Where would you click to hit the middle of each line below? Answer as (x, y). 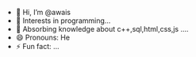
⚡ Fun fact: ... (37, 46)
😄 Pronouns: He (42, 37)
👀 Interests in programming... (63, 21)
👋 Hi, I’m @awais (43, 12)
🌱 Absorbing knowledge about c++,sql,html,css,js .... (102, 29)
